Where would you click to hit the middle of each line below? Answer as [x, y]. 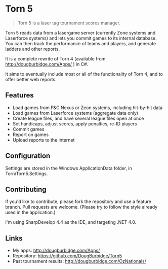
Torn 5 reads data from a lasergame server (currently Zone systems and [80, 32]
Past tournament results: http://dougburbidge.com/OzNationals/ [79, 261]
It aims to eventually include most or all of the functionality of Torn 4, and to [84, 74]
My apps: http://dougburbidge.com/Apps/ [56, 250]
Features [19, 95]
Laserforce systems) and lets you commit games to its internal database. [81, 38]
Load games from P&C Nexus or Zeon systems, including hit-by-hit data [88, 108]
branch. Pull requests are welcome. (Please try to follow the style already [81, 207]
